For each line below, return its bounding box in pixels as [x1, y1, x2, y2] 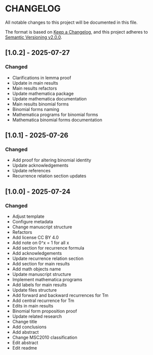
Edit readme [12, 345, 37, 351]
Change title [12, 319, 38, 324]
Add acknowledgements [12, 251, 62, 256]
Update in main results [12, 80, 58, 86]
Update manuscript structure [12, 271, 72, 277]
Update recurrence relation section [12, 255, 84, 261]
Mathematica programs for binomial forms [12, 111, 98, 117]
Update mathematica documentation [12, 96, 87, 101]
